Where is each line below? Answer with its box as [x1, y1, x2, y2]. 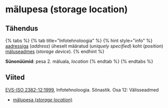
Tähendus [5, 24, 38, 33]
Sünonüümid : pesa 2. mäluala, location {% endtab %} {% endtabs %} [5, 58, 154, 64]
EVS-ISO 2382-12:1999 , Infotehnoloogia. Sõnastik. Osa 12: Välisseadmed [5, 87, 159, 93]
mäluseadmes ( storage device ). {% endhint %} [5, 49, 104, 54]
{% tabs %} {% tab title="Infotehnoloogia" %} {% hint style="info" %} [5, 37, 153, 44]
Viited [5, 73, 25, 82]
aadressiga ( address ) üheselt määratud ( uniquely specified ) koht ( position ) [5, 43, 163, 49]
